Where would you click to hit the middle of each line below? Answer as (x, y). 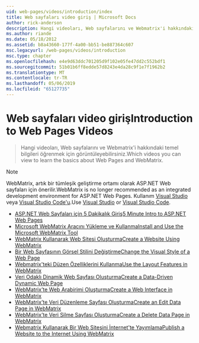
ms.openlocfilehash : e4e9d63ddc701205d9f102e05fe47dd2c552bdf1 (86, 61)
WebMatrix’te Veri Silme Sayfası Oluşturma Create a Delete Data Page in (102, 314)
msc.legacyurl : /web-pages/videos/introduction (66, 51)
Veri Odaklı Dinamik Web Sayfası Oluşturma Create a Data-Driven (94, 276)
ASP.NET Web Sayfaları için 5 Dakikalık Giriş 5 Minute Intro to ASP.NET (100, 213)
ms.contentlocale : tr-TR (37, 78)
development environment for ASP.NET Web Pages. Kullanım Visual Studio (97, 196)
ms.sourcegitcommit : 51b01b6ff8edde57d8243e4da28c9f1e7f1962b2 (86, 67)
